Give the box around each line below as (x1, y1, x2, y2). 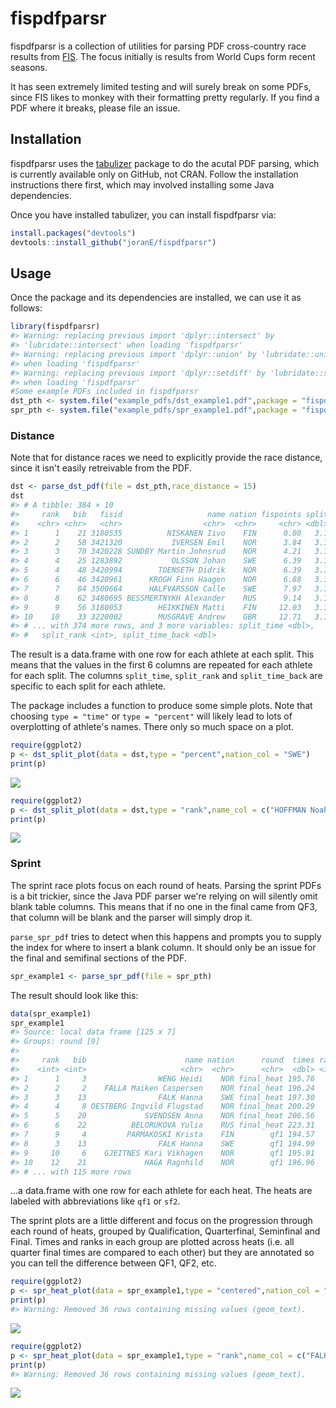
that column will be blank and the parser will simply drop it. (10, 911, 253, 923)
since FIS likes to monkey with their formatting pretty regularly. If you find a (10, 91, 320, 103)
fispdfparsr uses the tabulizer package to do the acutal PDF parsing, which (10, 157, 320, 169)
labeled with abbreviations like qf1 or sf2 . (10, 1195, 181, 1207)
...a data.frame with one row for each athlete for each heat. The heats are (10, 1185, 313, 1197)
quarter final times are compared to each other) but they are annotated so (10, 1247, 315, 1259)
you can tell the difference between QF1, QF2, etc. (10, 1257, 217, 1269)
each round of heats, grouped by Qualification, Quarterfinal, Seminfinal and (10, 1225, 321, 1237)
